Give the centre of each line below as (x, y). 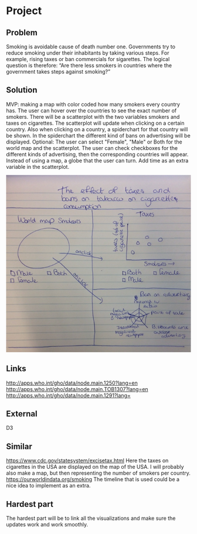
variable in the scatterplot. (38, 166)
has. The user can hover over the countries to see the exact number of (91, 111)
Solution (22, 90)
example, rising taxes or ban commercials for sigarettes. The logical (88, 59)
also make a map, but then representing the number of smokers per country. (98, 473)
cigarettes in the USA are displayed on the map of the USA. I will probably (95, 467)
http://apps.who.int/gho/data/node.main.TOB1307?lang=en (77, 389)
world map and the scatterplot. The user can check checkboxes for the (92, 148)
